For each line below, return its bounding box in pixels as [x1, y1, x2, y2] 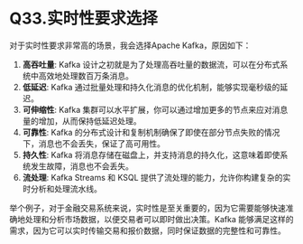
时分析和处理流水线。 [22, 183, 102, 194]
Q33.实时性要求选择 [9, 8, 158, 29]
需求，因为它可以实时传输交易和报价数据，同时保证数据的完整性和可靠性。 [9, 225, 286, 236]
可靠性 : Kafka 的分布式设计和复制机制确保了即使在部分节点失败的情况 [22, 127, 280, 137]
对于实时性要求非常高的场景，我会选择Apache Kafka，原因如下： [9, 40, 252, 51]
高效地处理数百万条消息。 [38, 70, 133, 81]
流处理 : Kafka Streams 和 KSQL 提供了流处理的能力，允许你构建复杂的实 [22, 172, 291, 183]
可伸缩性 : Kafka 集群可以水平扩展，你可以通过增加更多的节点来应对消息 [22, 104, 289, 115]
